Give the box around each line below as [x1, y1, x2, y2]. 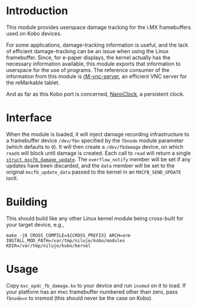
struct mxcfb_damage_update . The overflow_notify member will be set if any [6, 155, 191, 163]
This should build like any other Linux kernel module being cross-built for [6, 214, 184, 222]
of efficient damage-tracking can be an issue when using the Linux [6, 47, 169, 54]
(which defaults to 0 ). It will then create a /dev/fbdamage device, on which [6, 143, 184, 150]
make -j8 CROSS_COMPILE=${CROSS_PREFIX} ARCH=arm [6, 232, 131, 239]
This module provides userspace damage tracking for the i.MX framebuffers [6, 24, 191, 31]
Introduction [6, 4, 68, 18]
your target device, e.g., [6, 221, 64, 228]
